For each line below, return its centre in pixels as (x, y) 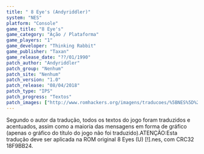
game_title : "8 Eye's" (35, 29)
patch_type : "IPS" (29, 91)
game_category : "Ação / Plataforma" (53, 35)
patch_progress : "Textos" (39, 97)
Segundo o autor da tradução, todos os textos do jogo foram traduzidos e (98, 120)
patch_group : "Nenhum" (35, 68)
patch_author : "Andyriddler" (43, 63)
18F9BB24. (20, 145)
